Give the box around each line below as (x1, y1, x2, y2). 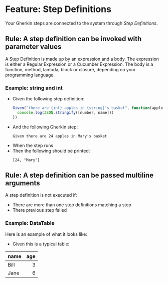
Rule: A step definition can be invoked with (5, 35, 142, 43)
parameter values (5, 43, 62, 51)
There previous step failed (12, 207, 67, 213)
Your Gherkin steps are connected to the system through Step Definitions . (5, 20, 158, 26)
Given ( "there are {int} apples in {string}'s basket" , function (12, 105, 150, 111)
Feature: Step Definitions (5, 4, 112, 15)
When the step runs (12, 142, 54, 149)
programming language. (5, 72, 55, 78)
